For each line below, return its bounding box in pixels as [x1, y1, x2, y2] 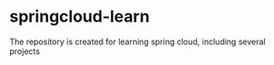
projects [9, 45, 41, 56]
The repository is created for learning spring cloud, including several [9, 36, 266, 47]
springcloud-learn [9, 6, 150, 27]
